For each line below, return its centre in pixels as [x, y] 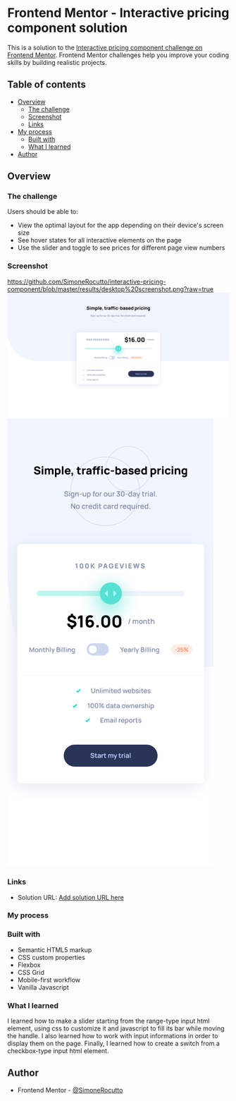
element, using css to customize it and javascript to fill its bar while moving [116, 1028]
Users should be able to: [43, 212]
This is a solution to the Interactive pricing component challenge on [105, 47]
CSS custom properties [51, 957]
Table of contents [46, 85]
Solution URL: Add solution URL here [71, 897]
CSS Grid [31, 972]
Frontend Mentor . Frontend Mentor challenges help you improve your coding [118, 55]
